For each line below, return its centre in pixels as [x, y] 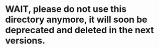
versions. [25, 41]
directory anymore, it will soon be [76, 20]
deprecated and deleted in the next [79, 30]
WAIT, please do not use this [66, 9]
